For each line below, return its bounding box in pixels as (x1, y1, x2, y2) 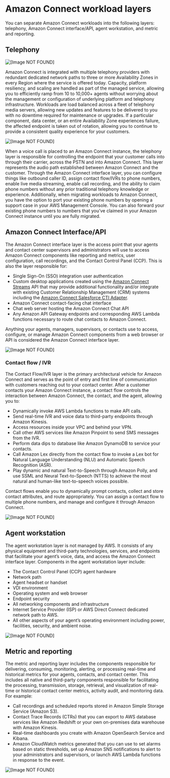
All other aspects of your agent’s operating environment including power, (12, 617, 165, 623)
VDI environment (12, 585, 48, 591)
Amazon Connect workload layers (5, 3, 151, 15)
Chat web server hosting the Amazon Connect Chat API (12, 305, 129, 311)
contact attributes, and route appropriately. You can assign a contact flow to (5, 493, 164, 499)
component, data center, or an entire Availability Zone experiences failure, (5, 118, 160, 124)
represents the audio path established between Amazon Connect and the (5, 164, 158, 171)
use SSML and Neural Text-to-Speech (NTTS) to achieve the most (12, 473, 151, 479)
